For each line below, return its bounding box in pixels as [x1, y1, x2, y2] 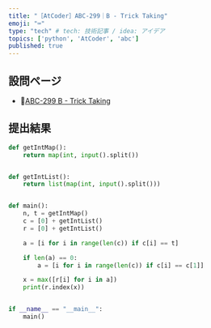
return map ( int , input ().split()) [23, 151, 139, 159]
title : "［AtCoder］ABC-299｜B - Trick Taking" [8, 11, 168, 20]
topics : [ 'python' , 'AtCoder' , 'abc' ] [8, 34, 139, 43]
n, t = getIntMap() [23, 210, 89, 218]
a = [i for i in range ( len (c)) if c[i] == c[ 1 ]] [37, 261, 205, 270]
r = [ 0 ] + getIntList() [23, 224, 103, 232]
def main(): [8, 202, 49, 211]
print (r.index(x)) [23, 283, 85, 292]
